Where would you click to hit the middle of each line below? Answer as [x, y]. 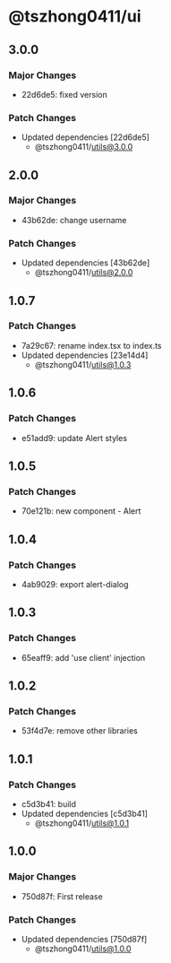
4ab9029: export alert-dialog [75, 584]
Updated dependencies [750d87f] [84, 939]
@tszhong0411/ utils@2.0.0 [84, 273]
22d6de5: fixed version [64, 94]
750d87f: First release [62, 896]
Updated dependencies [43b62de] [85, 263]
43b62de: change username [74, 220]
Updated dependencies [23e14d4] [85, 355]
